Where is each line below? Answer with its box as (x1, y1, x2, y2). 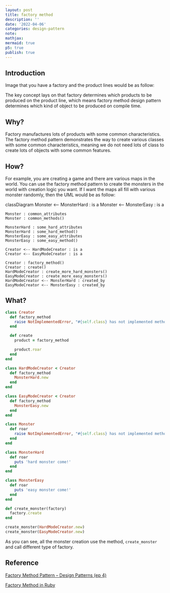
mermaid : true (5, 41, 35, 46)
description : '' (5, 17, 39, 22)
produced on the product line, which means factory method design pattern (5, 98, 161, 104)
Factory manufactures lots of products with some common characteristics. (5, 131, 161, 137)
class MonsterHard (5, 450, 44, 455)
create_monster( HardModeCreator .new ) (5, 524, 85, 530)
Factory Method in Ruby (5, 582, 56, 588)
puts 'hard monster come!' (14, 459, 71, 464)
